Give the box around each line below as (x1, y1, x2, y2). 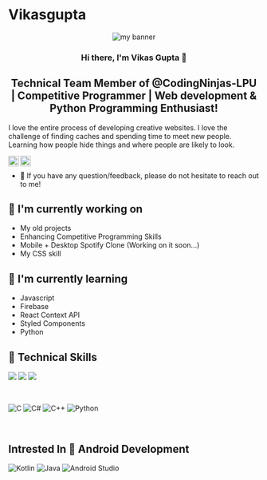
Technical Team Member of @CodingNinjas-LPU (10, 77, 257, 90)
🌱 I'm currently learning (8, 272, 128, 285)
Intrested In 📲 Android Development (8, 442, 190, 456)
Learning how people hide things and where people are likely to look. (8, 140, 235, 149)
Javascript (19, 293, 55, 303)
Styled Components (19, 319, 86, 328)
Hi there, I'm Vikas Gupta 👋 (80, 52, 187, 63)
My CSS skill (19, 249, 61, 259)
